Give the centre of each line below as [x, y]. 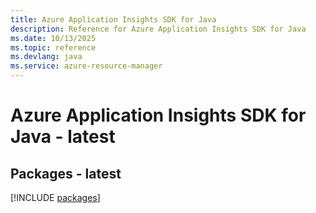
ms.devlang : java [46, 57]
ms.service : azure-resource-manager [86, 66]
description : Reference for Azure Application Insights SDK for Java [158, 29]
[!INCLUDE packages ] [55, 197]
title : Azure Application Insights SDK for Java [113, 19]
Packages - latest [66, 173]
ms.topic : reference [53, 47]
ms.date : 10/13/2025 [53, 38]
